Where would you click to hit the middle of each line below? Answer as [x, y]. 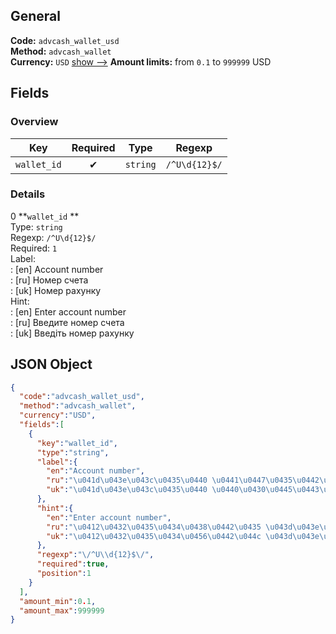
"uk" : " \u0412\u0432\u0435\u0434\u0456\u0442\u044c [154, 536]
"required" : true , [73, 564]
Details [28, 194]
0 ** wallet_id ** [45, 216]
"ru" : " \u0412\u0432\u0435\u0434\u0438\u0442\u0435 [154, 527]
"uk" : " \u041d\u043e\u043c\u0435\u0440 [127, 490]
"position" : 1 [64, 574]
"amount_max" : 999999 [62, 610]
